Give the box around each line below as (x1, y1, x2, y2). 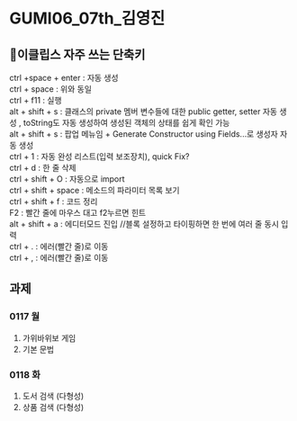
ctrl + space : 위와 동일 (9, 84, 93, 94)
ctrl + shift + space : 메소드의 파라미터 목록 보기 (9, 185, 180, 195)
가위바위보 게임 (22, 332, 76, 343)
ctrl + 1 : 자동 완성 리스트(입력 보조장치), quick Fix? (9, 151, 190, 162)
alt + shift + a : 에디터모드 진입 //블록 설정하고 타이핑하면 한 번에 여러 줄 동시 (9, 219, 279, 229)
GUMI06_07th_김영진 (9, 8, 166, 29)
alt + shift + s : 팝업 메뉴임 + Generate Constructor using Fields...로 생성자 (9, 129, 279, 139)
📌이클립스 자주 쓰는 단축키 (9, 47, 146, 62)
